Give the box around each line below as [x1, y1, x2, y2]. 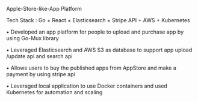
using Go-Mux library [6, 35, 59, 41]
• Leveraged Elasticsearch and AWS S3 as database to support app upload [6, 46, 193, 53]
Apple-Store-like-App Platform [6, 5, 82, 12]
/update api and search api [6, 53, 73, 59]
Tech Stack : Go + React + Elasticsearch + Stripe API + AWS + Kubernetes [6, 17, 191, 23]
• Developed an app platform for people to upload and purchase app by [6, 28, 184, 35]
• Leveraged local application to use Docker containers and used [6, 82, 167, 89]
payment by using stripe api [6, 71, 75, 77]
